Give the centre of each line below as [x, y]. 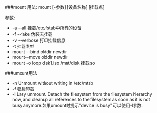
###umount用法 [21, 73]
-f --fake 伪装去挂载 [32, 34]
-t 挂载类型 [23, 46]
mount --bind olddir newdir [39, 52]
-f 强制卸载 [23, 89]
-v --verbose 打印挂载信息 [39, 40]
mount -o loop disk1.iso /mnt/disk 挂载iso [54, 63]
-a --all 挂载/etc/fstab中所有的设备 [47, 28]
